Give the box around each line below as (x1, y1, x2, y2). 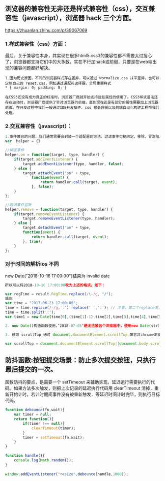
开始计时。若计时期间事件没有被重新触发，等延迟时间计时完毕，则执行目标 (9, 391, 160, 397)
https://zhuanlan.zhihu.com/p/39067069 (5, 27, 87, 33)
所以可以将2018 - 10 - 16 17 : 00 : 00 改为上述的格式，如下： (5, 283, 106, 288)
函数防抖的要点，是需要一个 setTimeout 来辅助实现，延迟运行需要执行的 (5, 379, 151, 385)
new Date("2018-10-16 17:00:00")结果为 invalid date (5, 273, 110, 279)
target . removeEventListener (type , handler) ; (23, 216, 115, 221)
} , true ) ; (23, 239, 43, 244)
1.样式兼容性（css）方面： (5, 40, 68, 47)
